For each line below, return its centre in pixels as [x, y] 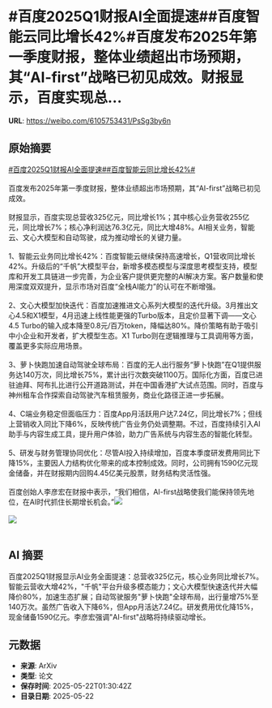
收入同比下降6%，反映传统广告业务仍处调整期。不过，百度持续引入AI [145, 423]
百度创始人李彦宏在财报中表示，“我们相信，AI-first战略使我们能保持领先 [128, 491]
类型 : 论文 [36, 676]
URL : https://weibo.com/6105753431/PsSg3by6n [90, 120]
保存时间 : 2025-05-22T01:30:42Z [76, 686]
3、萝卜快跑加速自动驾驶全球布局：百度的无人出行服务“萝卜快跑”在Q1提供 [132, 364]
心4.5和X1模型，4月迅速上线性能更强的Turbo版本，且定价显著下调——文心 [132, 315]
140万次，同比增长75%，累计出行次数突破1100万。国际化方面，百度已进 [142, 375]
